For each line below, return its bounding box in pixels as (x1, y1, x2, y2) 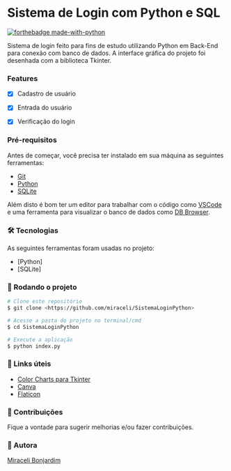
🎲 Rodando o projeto (7, 282, 77, 292)
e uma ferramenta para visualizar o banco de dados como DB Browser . (7, 208, 211, 216)
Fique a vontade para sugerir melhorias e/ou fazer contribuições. (7, 423, 194, 431)
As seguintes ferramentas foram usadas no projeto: (7, 244, 154, 252)
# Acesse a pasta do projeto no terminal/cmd (7, 317, 141, 325)
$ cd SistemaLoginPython (7, 323, 79, 330)
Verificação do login (17, 117, 75, 126)
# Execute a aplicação (7, 336, 73, 343)
